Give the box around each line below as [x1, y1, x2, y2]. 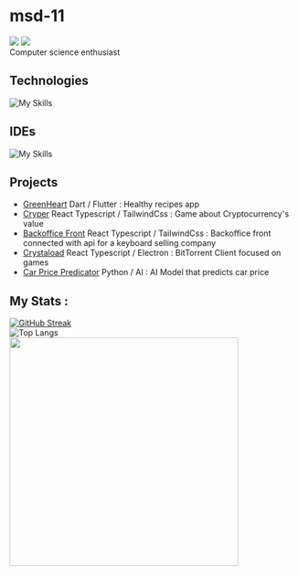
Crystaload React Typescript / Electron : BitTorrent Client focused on [22, 248, 282, 259]
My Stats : [9, 293, 69, 309]
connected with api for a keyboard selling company [22, 238, 217, 249]
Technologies [9, 73, 90, 89]
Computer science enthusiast [9, 47, 121, 58]
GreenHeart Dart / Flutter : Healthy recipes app [22, 198, 199, 210]
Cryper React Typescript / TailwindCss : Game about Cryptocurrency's [22, 208, 290, 219]
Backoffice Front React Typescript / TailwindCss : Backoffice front [22, 228, 271, 239]
